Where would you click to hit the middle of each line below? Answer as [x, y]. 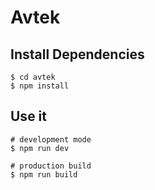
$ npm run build [44, 174]
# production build [51, 166]
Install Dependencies [77, 54]
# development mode [51, 139]
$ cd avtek [33, 77]
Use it [28, 116]
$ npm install [40, 86]
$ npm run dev [40, 148]
